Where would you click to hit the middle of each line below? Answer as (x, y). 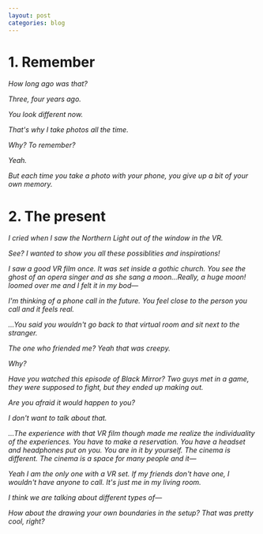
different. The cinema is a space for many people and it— (102, 459)
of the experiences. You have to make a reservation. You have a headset (127, 442)
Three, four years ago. (45, 99)
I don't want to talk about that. (58, 418)
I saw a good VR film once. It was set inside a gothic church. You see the (127, 269)
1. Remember (52, 62)
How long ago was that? (48, 84)
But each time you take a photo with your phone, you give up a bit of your (128, 176)
